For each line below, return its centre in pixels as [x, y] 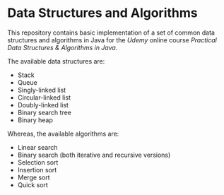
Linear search [37, 147]
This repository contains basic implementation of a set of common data [111, 32]
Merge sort [34, 177]
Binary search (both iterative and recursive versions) [94, 155]
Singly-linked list [42, 90]
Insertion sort [37, 170]
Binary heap [35, 120]
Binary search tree [45, 112]
